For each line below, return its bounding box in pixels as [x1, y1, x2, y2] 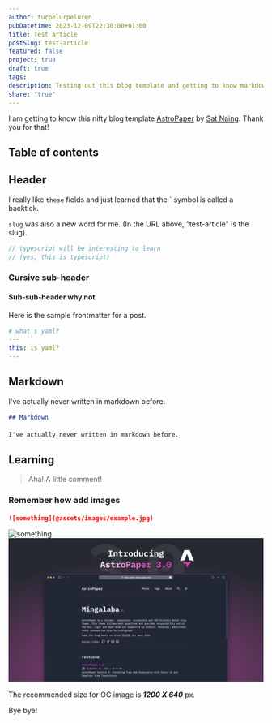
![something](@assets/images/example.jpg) [8, 514, 154, 523]
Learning [8, 453, 55, 467]
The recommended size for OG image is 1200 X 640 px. [8, 690, 196, 699]
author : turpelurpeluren [8, 13, 92, 21]
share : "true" [8, 90, 57, 98]
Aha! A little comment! [28, 475, 103, 484]
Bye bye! [8, 706, 38, 715]
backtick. [8, 203, 39, 213]
